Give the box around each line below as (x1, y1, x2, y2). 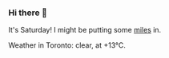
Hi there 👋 (8, 7, 48, 18)
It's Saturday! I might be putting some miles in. (8, 25, 162, 35)
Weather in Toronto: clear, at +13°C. (8, 41, 127, 50)
